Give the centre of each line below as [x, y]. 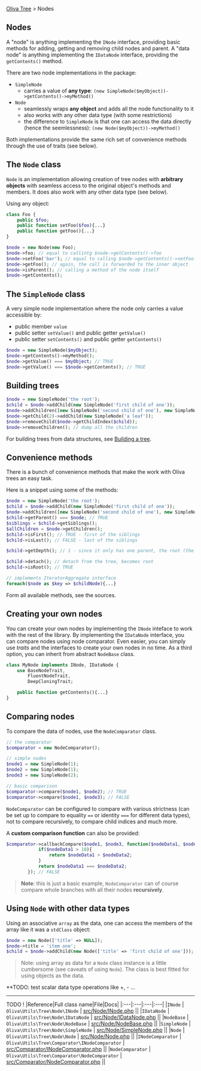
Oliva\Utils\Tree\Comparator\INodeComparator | [66, 1043]
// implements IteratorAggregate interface [61, 578]
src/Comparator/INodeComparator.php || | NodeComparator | [79, 1049]
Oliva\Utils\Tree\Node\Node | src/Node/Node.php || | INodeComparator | [94, 1036]
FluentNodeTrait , [49, 676]
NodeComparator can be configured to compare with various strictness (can [98, 808]
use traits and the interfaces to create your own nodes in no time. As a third [99, 648]
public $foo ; [33, 220]
